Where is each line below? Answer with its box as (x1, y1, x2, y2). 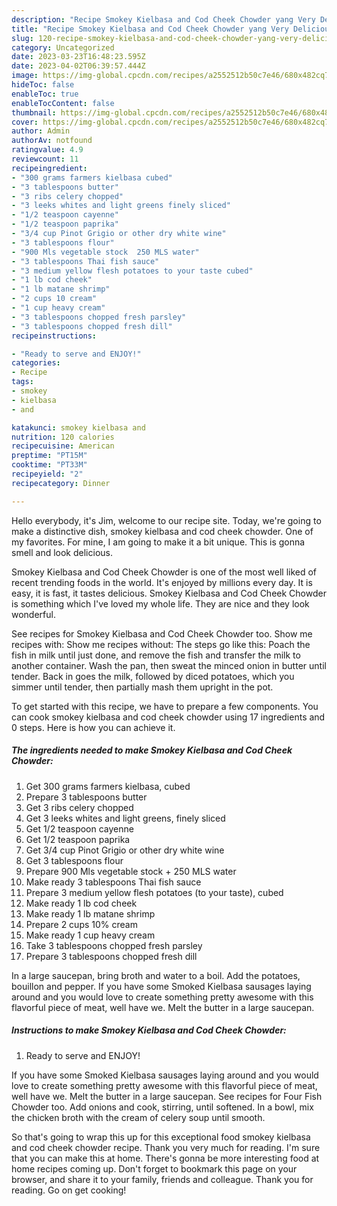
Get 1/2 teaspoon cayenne (25, 822, 134, 835)
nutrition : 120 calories (11, 432, 115, 442)
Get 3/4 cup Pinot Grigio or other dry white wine (25, 844, 225, 856)
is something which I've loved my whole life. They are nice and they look (11, 597, 310, 610)
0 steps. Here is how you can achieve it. (11, 721, 176, 733)
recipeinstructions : (11, 331, 98, 341)
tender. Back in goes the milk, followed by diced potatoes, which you (11, 670, 295, 682)
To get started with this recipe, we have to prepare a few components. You (11, 700, 319, 712)
